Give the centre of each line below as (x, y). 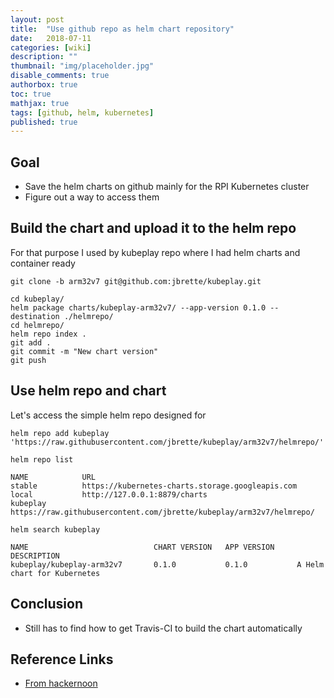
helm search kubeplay (55, 529)
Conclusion (47, 604)
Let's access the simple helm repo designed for (108, 415)
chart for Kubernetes (55, 573)
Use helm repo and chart (88, 391)
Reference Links (62, 659)
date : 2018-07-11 (51, 38)
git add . (31, 342)
